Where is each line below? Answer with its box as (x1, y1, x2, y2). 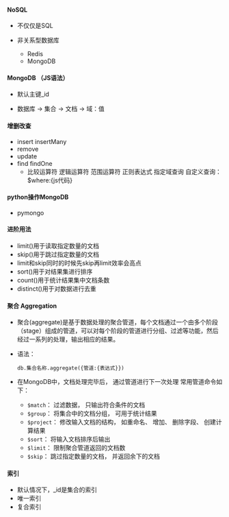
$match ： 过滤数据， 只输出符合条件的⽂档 (27, 401, 146, 409)
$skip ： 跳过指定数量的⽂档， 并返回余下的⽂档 (27, 453, 161, 461)
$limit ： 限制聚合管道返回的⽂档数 (27, 444, 126, 452)
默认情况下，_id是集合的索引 (16, 485, 98, 494)
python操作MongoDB (7, 193, 69, 202)
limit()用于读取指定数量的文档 (16, 242, 100, 250)
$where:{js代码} (27, 176, 73, 184)
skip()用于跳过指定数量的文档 (16, 250, 100, 258)
